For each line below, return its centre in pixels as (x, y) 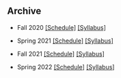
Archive (24, 11)
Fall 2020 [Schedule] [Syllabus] (61, 27)
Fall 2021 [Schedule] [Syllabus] (60, 54)
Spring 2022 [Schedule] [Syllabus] (66, 66)
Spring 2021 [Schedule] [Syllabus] (65, 41)
